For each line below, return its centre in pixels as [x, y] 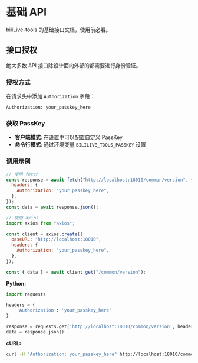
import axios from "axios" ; [41, 223]
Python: [16, 283]
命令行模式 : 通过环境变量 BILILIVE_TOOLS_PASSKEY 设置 [80, 145]
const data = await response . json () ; [52, 207]
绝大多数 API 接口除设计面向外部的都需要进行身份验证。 [74, 65]
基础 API [27, 12]
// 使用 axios [23, 218]
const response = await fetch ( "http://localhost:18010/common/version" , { [100, 180]
